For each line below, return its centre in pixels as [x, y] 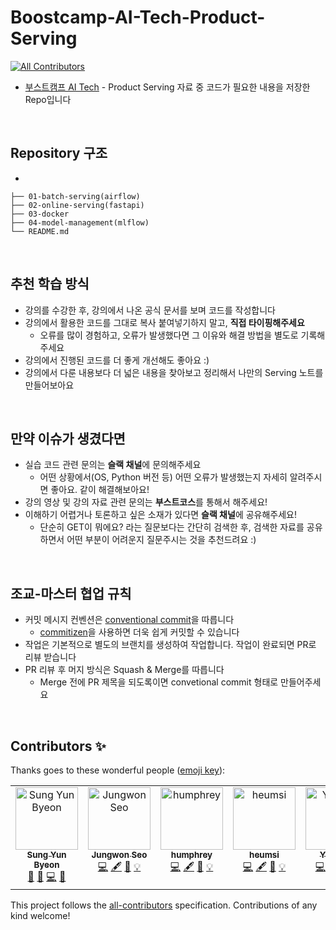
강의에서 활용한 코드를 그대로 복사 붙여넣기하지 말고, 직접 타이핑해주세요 [164, 322]
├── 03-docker [40, 214]
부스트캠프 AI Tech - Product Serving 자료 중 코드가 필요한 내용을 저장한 [167, 87]
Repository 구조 [59, 153]
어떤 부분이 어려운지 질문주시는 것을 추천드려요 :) [161, 540]
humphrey [191, 854]
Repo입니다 [48, 99]
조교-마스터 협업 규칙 [71, 593]
